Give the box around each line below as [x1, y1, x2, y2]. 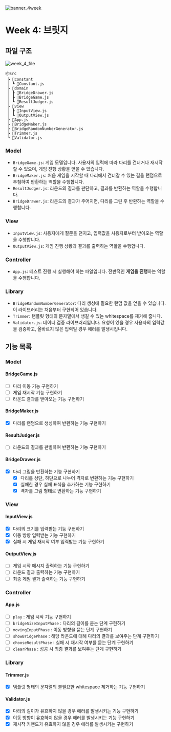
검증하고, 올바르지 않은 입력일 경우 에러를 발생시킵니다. [18, 326, 128, 332]
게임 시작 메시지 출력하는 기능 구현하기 [12, 563, 90, 569]
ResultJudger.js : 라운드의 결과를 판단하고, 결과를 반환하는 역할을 [12, 185, 144, 191]
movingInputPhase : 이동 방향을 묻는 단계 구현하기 [12, 626, 113, 632]
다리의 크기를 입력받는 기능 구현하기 [12, 526, 84, 532]
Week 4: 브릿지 [5, 25, 69, 36]
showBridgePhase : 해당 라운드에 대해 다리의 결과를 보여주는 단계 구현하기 [12, 633, 159, 639]
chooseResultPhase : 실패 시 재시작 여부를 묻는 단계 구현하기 [12, 639, 134, 645]
